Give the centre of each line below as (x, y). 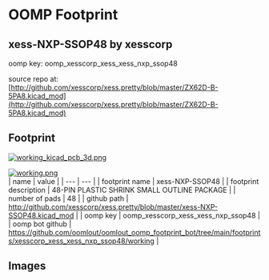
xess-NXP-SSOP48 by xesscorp (90, 44)
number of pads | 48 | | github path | (68, 198)
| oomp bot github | (40, 224)
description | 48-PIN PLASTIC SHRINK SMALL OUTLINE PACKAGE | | (122, 190)
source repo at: (33, 79)
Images (27, 266)
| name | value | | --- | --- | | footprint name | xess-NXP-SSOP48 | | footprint (134, 181)
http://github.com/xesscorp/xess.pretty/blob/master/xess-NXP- (113, 206)
